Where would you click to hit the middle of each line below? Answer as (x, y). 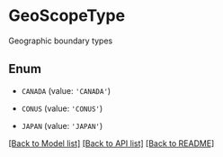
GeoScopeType (67, 16)
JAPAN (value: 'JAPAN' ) (62, 125)
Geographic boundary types (61, 41)
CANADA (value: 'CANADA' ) (66, 90)
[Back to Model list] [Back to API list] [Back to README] (111, 143)
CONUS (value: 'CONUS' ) (62, 108)
